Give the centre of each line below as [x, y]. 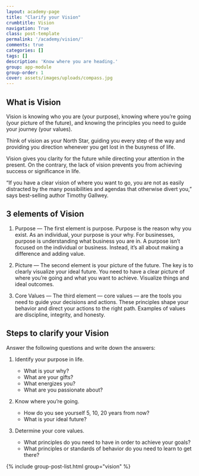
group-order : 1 [25, 73]
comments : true [25, 45]
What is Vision [34, 102]
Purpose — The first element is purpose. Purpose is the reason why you [103, 228]
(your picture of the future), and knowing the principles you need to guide [96, 123]
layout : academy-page [33, 12]
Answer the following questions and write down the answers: [81, 347]
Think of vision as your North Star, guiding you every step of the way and [96, 140]
